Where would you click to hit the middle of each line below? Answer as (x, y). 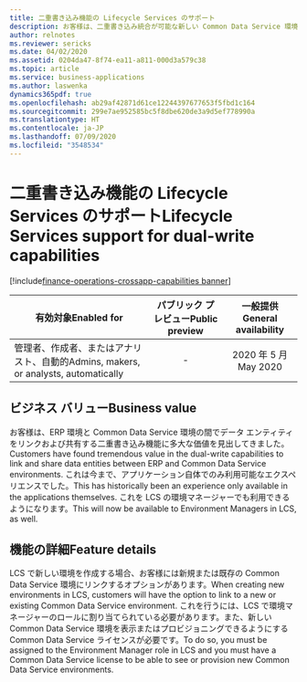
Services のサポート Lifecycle (121, 216)
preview (185, 331)
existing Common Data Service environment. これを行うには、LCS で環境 (148, 606)
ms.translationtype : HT (55, 120)
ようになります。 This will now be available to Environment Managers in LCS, (153, 509)
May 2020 (260, 366)
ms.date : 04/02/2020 (49, 52)
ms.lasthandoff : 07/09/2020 (63, 137)
